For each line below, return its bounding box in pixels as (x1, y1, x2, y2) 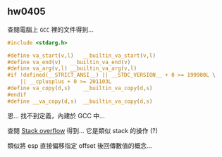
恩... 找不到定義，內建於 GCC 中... (7, 111, 105, 120)
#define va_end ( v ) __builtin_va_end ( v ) (7, 58, 131, 65)
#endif (7, 91, 27, 98)
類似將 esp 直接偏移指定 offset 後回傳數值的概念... (7, 141, 153, 150)
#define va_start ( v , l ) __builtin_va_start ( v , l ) (7, 52, 156, 59)
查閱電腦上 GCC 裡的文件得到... (7, 25, 94, 34)
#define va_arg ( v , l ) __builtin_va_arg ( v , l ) (7, 65, 137, 73)
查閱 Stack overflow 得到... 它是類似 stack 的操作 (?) (7, 126, 159, 134)
